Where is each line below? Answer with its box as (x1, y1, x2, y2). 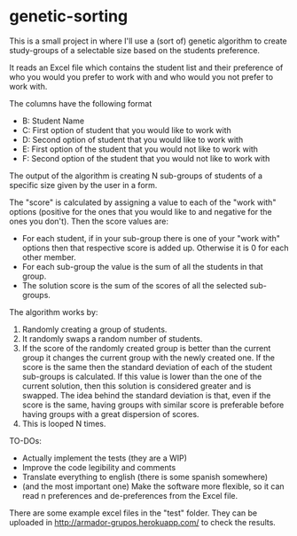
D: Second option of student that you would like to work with (21, 134, 244, 145)
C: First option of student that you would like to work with (21, 124, 232, 135)
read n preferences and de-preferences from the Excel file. (21, 490, 238, 501)
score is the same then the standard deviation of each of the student (21, 361, 273, 372)
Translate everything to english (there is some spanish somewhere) (21, 471, 269, 482)
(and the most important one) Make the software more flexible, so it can (21, 481, 285, 492)
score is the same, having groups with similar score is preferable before (21, 399, 285, 410)
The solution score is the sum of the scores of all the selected (21, 280, 248, 290)
